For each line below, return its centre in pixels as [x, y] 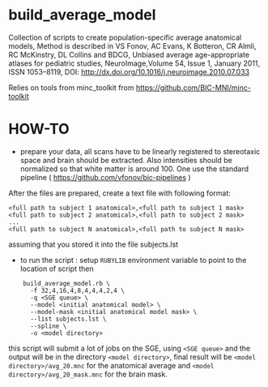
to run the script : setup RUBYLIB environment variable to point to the [133, 260]
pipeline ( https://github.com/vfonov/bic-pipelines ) [106, 177]
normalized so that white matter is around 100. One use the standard [134, 169]
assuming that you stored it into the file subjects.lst [94, 244]
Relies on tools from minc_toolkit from [72, 88]
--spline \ [48, 326]
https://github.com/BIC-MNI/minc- [193, 88]
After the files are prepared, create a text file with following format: [119, 193]
